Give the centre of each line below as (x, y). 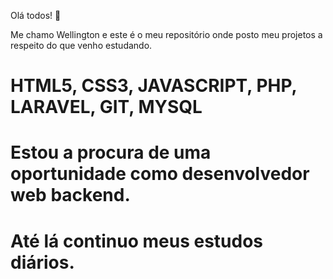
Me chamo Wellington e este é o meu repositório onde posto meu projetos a (166, 34)
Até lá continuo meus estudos (137, 241)
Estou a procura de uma (111, 152)
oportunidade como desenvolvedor (160, 174)
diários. (42, 262)
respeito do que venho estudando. (81, 45)
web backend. (70, 195)
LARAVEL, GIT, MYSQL (106, 107)
